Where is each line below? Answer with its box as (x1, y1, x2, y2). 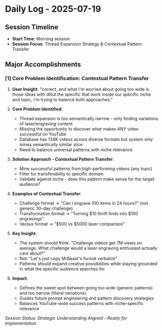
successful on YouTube (19, 131, 67, 137)
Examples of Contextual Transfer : (12, 191, 82, 197)
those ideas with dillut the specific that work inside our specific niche (12, 91, 151, 97)
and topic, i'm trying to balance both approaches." (12, 96, 113, 102)
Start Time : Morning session (12, 36, 70, 42)
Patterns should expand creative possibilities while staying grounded (19, 261, 158, 266)
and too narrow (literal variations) (19, 290, 87, 296)
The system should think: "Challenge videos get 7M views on (19, 240, 142, 245)
